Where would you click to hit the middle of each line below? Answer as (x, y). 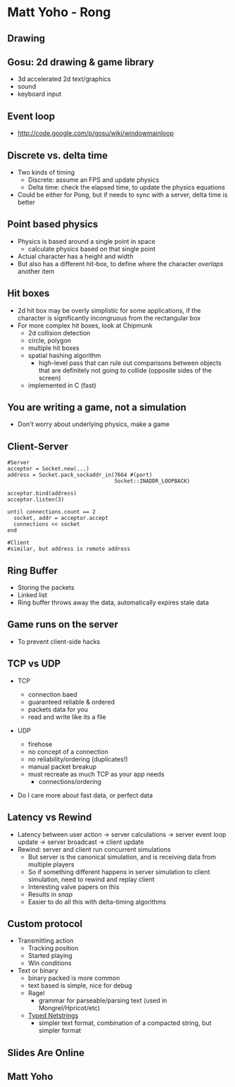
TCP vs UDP (34, 664)
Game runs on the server (63, 625)
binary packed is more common (74, 978)
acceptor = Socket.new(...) (49, 469)
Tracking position (53, 948)
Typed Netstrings (53, 1016)
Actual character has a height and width (75, 256)
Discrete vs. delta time (57, 155)
